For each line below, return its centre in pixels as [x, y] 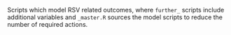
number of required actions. [48, 24]
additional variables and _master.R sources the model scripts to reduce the [115, 17]
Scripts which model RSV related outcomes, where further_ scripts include [116, 10]
